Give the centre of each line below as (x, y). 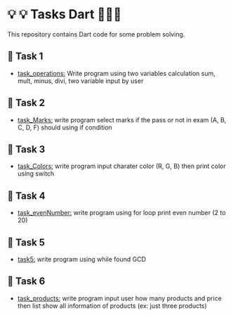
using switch (36, 174)
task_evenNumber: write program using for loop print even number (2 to (121, 213)
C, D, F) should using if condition (65, 127)
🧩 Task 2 (26, 103)
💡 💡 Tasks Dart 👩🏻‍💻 (65, 14)
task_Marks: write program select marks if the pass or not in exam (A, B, (122, 119)
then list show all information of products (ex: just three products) (112, 306)
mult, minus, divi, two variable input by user (80, 81)
